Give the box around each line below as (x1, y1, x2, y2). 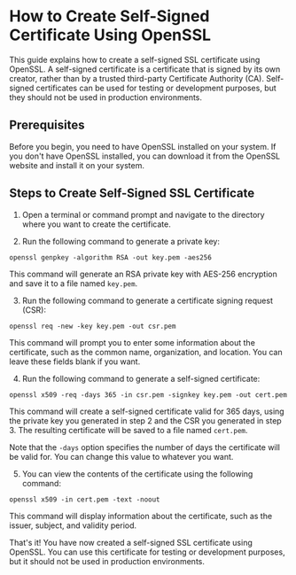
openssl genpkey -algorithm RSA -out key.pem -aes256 (9, 253, 213, 262)
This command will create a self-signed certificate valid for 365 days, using (9, 406, 285, 416)
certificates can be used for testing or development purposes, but (35, 82, 277, 93)
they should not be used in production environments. (9, 91, 202, 103)
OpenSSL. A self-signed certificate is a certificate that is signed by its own (9, 64, 281, 74)
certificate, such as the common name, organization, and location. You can (9, 346, 283, 357)
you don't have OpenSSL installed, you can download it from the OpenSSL (9, 151, 281, 161)
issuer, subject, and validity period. (9, 520, 137, 531)
